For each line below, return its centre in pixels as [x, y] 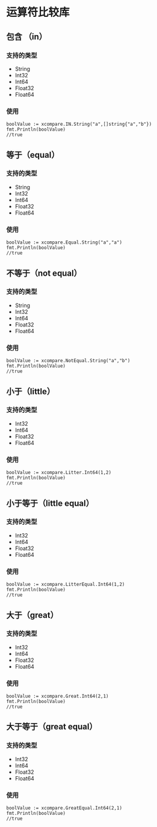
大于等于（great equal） [52, 727]
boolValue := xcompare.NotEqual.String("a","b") [68, 361]
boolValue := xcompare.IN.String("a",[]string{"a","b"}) [79, 125]
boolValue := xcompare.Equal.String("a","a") [64, 242]
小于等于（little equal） [50, 503]
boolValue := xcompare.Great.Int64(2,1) [58, 696]
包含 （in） [26, 37]
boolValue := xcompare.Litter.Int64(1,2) [59, 473]
